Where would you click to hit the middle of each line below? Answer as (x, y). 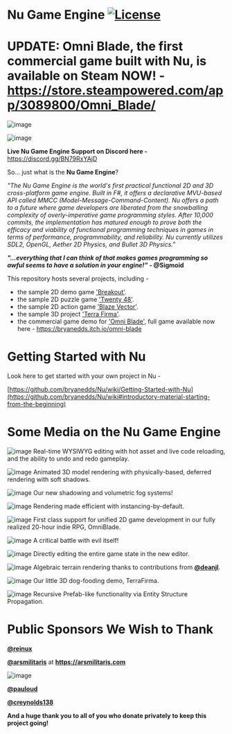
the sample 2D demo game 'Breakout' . (72, 292)
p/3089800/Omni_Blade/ (81, 106)
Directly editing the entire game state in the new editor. (111, 554)
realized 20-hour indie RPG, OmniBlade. (64, 527)
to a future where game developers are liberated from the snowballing (108, 208)
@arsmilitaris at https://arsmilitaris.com (66, 662)
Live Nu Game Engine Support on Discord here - (77, 152)
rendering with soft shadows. (49, 479)
